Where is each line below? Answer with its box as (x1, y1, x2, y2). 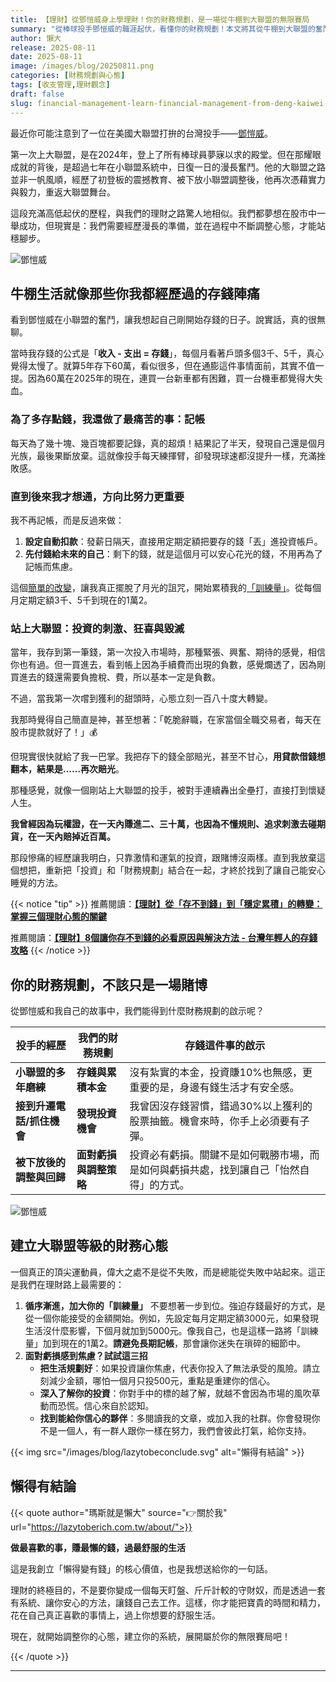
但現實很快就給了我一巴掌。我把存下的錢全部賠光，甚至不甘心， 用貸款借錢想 (10, 751, 326, 763)
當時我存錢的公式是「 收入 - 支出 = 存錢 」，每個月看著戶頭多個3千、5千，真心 (10, 347, 325, 360)
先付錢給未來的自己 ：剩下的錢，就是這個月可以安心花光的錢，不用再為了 (24, 547, 323, 560)
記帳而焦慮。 (24, 560, 78, 572)
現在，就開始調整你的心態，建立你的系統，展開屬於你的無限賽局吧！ (10, 1630, 291, 1642)
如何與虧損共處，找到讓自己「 (139, 1163, 280, 1177)
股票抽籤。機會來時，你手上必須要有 (129, 1114, 300, 1128)
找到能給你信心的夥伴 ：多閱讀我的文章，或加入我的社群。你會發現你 (39, 1412, 321, 1424)
